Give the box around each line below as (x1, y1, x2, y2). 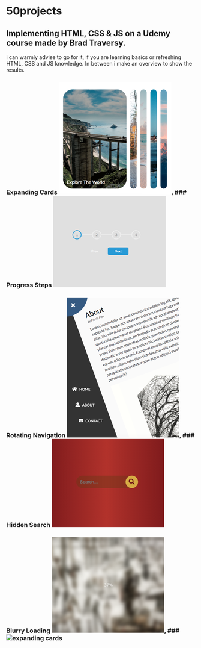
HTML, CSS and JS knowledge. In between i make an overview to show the (6, 60, 193, 67)
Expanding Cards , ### (6, 188, 187, 196)
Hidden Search (6, 520, 51, 529)
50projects (6, 4, 62, 18)
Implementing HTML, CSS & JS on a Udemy (6, 28, 171, 39)
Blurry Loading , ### (6, 626, 180, 635)
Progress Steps (6, 281, 52, 289)
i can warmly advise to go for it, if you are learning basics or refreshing (6, 54, 182, 61)
